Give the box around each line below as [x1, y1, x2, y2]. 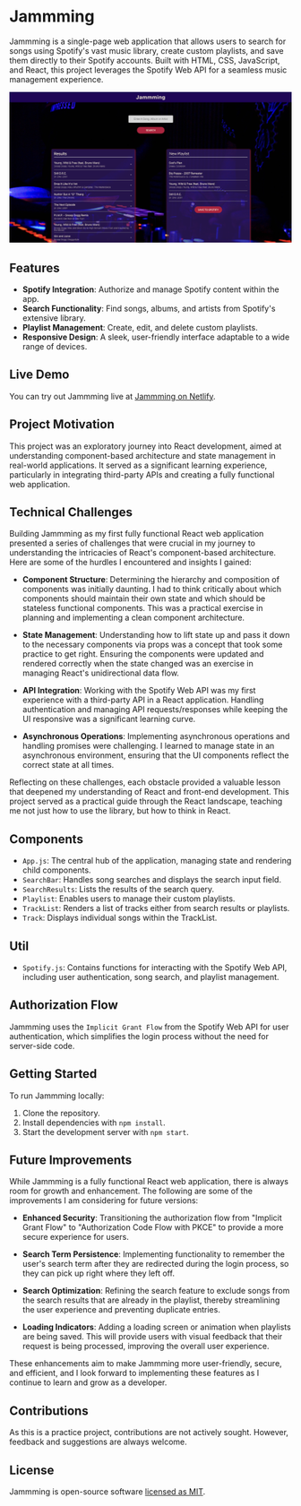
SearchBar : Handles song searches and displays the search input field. [21, 874, 282, 885]
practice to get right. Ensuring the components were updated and [21, 649, 264, 659]
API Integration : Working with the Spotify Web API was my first [21, 685, 256, 696]
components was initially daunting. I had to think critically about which [21, 584, 282, 595]
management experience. [9, 73, 104, 84]
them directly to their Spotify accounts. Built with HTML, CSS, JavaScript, [9, 55, 280, 65]
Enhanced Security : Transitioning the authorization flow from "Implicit [21, 1212, 282, 1224]
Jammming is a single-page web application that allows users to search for [9, 36, 287, 47]
